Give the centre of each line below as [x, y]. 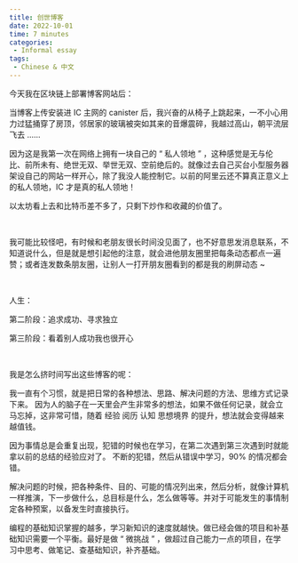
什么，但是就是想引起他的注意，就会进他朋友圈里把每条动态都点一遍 [157, 253]
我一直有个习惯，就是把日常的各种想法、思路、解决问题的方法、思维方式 [141, 393]
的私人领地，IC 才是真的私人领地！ [72, 187]
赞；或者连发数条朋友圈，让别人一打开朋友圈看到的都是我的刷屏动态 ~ [137, 264]
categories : [31, 42]
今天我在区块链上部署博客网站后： [71, 93]
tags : [19, 59]
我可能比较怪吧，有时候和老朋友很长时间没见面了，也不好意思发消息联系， [145, 242]
